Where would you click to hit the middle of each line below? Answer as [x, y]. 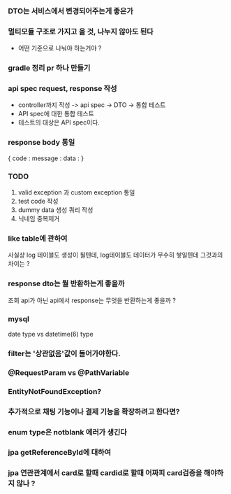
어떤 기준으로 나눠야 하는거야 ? [60, 48]
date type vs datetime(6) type [51, 334]
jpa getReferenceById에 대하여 [59, 453]
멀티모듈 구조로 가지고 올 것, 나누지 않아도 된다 [81, 31]
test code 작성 [38, 202]
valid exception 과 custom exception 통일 [76, 192]
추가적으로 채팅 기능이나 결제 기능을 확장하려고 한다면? [94, 411]
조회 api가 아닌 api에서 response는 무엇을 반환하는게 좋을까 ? [92, 300]
